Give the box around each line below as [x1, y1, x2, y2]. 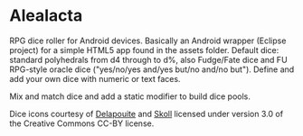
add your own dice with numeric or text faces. [9, 73, 181, 84]
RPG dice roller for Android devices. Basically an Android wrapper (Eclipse [9, 35, 287, 46]
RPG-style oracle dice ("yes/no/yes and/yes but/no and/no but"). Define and [9, 64, 295, 75]
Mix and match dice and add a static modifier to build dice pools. [9, 91, 251, 102]
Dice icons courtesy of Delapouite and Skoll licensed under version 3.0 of [9, 108, 283, 119]
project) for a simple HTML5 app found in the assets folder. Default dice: [9, 44, 279, 55]
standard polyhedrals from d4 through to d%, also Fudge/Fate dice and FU [9, 54, 288, 65]
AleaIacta [9, 5, 83, 26]
